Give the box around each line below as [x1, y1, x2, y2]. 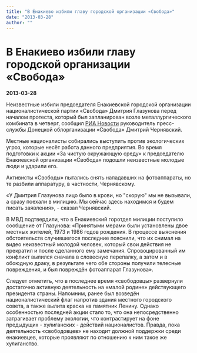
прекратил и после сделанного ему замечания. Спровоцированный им [6, 247, 186, 254]
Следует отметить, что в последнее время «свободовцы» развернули [6, 277, 183, 285]
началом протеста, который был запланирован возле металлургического [6, 113, 192, 121]
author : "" [6, 19, 33, 25]
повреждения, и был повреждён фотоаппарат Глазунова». [6, 266, 154, 273]
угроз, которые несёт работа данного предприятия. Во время [6, 144, 162, 151]
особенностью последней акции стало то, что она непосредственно [6, 309, 179, 316]
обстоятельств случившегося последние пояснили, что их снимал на [6, 234, 181, 242]
